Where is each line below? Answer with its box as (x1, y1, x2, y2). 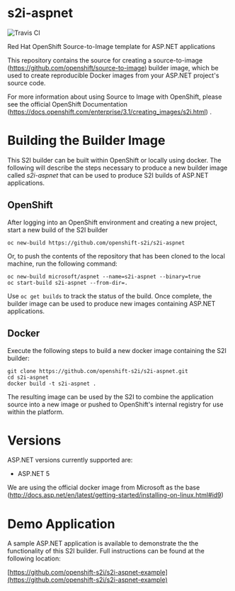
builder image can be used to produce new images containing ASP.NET (7, 299, 216, 308)
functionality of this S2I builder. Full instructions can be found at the (7, 547, 205, 555)
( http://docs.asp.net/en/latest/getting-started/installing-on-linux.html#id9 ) (7, 491, 224, 499)
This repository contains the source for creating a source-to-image (7, 55, 203, 65)
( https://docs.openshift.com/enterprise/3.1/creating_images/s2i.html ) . (7, 107, 212, 116)
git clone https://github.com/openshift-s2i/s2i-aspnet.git (7, 367, 189, 374)
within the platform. (7, 407, 64, 416)
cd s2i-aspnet (7, 374, 50, 381)
